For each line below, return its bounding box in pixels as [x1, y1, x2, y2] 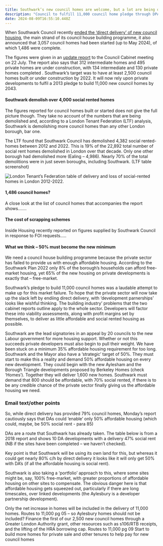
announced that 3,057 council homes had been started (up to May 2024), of [5, 40, 157, 46]
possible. [5, 321, 23, 327]
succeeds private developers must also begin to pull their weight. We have [5, 341, 154, 347]
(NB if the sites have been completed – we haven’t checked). [5, 441, 127, 447]
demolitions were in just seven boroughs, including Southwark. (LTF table [5, 158, 152, 164]
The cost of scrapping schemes [5, 216, 70, 222]
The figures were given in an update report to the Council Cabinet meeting [5, 55, 154, 60]
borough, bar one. [5, 128, 41, 134]
